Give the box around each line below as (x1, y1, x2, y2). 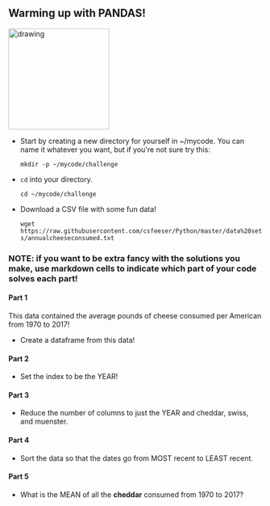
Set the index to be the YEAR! (19, 372, 118, 382)
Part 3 (8, 390, 30, 399)
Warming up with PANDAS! (8, 6, 147, 20)
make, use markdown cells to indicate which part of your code (8, 263, 257, 274)
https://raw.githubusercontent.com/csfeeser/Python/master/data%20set (19, 226, 263, 235)
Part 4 (8, 435, 30, 445)
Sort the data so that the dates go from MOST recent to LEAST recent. (19, 453, 254, 463)
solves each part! (8, 272, 78, 284)
